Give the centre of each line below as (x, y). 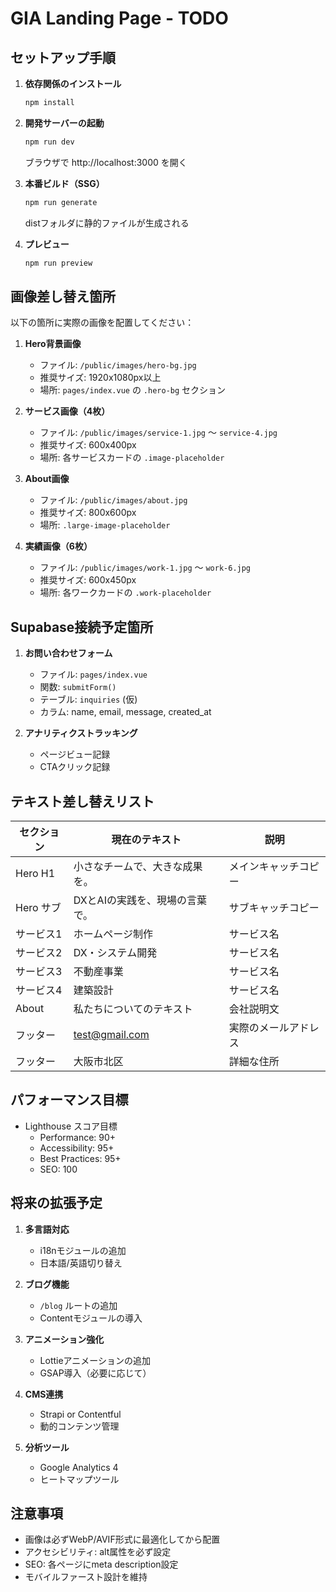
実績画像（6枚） (58, 546)
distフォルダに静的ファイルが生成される (107, 223)
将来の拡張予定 (56, 1203)
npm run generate (61, 202)
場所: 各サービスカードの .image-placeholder (132, 458)
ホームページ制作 (113, 934)
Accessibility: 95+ (77, 1148)
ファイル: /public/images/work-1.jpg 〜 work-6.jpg (145, 568)
